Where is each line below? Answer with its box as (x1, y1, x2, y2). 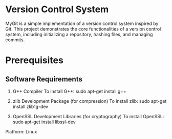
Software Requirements (5, 75, 83, 84)
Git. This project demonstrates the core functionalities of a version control (5, 25, 161, 32)
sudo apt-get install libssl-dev (12, 119, 76, 125)
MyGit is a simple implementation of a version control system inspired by (5, 20, 159, 26)
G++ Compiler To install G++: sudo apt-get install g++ (12, 88, 127, 94)
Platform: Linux (5, 128, 37, 134)
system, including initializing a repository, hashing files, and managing (5, 31, 153, 37)
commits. (5, 37, 25, 43)
